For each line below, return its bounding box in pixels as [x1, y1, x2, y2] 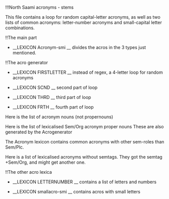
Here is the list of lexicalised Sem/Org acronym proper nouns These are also [5, 124, 164, 129]
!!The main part [5, 35, 37, 40]
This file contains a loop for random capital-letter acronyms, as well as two [5, 14, 160, 20]
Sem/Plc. [5, 144, 24, 150]
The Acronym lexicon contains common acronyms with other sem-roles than [5, 139, 164, 144]
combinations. [5, 25, 35, 31]
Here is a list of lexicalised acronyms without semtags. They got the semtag [5, 154, 162, 160]
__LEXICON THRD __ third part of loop [12, 94, 91, 100]
